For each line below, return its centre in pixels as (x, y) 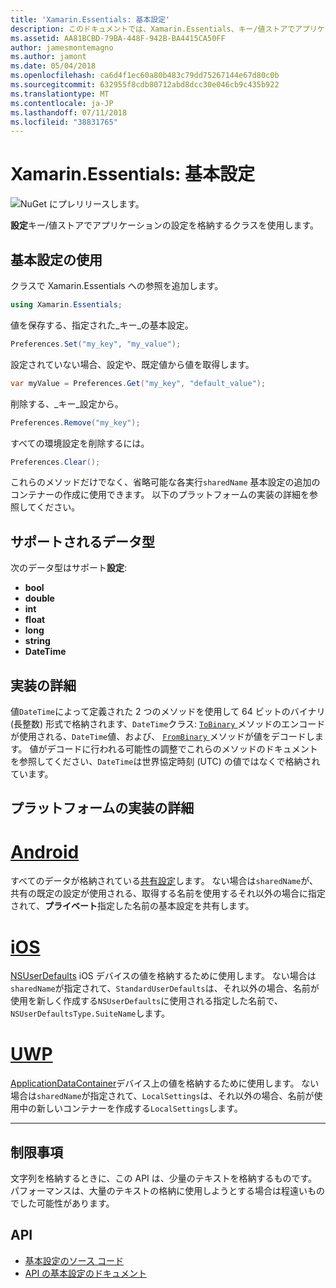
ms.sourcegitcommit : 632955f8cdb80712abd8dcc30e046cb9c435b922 (145, 85)
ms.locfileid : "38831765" (64, 122)
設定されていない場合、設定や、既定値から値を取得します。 (132, 364)
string (37, 641)
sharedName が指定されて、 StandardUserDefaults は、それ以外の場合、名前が (165, 988)
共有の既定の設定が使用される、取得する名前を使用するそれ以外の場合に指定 (168, 893)
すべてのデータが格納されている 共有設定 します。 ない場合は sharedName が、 (164, 881)
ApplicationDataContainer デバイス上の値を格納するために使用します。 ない (165, 1083)
